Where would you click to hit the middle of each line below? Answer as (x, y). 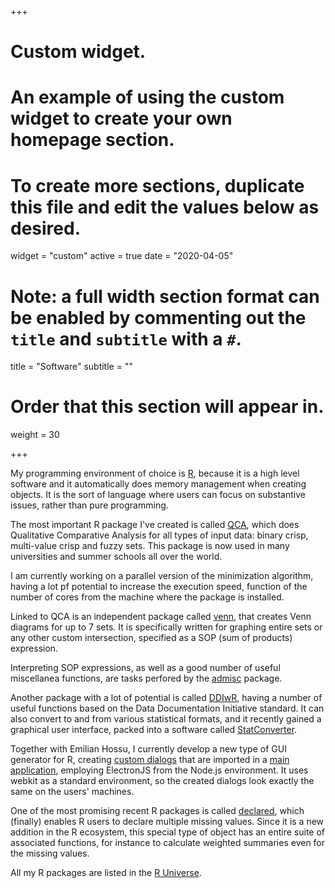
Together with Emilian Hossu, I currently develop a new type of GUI (148, 749)
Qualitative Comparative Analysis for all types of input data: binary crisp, (159, 535)
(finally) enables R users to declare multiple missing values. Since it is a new (167, 822)
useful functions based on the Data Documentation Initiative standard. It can (167, 708)
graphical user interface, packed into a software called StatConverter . (154, 730)
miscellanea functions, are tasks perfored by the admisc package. (146, 678)
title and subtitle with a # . (126, 338)
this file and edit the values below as (165, 207)
